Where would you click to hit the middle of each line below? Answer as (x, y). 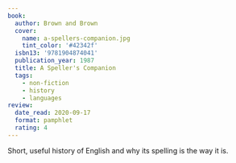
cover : (26, 31)
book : (17, 16)
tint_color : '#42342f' (60, 46)
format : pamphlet (44, 120)
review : (21, 105)
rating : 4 (31, 128)
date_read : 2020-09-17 (53, 113)
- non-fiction (46, 83)
